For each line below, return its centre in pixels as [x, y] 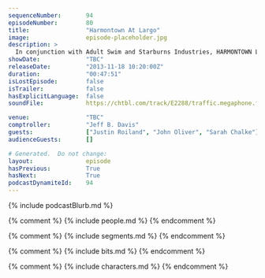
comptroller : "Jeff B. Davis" [74, 125]
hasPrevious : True [54, 169]
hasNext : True [54, 176]
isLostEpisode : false [56, 81]
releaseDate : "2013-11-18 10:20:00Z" [86, 67]
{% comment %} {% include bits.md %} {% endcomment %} [107, 251]
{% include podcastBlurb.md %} [61, 205]
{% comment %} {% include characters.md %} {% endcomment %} [118, 266]
